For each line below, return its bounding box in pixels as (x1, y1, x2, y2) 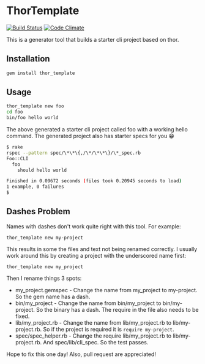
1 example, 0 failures (6, 184, 64, 190)
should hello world (17, 167, 67, 173)
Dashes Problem (6, 206, 70, 217)
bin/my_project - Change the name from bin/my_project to (15, 299, 162, 307)
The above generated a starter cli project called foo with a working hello (6, 126, 188, 133)
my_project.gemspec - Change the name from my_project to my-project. (15, 286, 198, 293)
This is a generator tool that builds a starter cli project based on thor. (6, 36, 179, 43)
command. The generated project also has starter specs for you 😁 (6, 133, 174, 140)
